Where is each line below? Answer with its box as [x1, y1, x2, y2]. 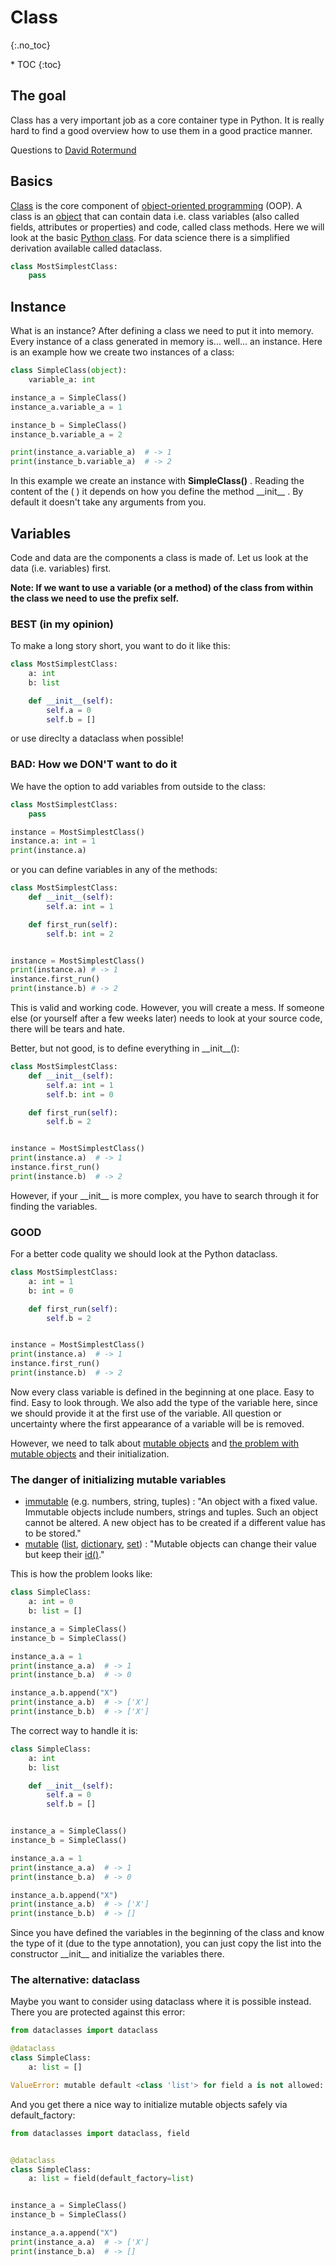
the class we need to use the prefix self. [10, 592, 180, 604]
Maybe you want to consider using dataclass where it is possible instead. [10, 1996, 312, 2008]
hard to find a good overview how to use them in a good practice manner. [10, 124, 313, 136]
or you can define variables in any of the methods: [10, 864, 218, 876]
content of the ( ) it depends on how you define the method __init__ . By [10, 486, 304, 498]
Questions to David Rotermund [10, 144, 137, 156]
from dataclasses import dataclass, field [10, 2128, 190, 2138]
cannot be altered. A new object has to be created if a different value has [24, 1517, 326, 1529]
